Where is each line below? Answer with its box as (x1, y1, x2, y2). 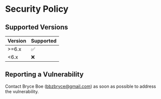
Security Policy (5, 3, 69, 15)
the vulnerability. (5, 88, 39, 94)
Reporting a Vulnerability (5, 70, 84, 79)
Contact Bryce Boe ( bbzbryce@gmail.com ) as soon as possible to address (5, 83, 157, 89)
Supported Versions (5, 23, 68, 31)
